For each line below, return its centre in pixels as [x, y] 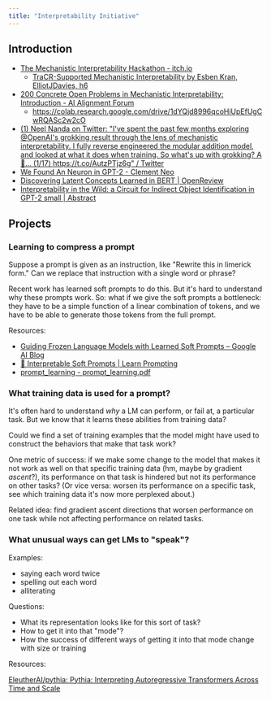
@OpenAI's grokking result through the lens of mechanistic [119, 137]
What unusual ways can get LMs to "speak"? [99, 540]
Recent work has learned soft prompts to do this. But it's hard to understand [135, 289]
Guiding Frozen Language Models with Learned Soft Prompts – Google [138, 346]
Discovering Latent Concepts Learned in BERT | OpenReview [122, 181]
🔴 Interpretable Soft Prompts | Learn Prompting [99, 364]
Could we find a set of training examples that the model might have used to [134, 435]
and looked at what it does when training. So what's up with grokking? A [141, 155]
